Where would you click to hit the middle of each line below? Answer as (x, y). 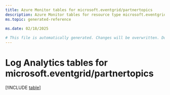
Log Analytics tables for (56, 63)
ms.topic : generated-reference (38, 19)
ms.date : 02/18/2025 (27, 29)
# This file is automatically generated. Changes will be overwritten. (82, 38)
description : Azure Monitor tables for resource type (63, 15)
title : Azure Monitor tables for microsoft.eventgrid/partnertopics (79, 10)
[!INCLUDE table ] (23, 87)
